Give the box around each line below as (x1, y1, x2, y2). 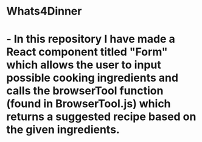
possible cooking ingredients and (6, 71, 178, 85)
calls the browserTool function (6, 84, 164, 98)
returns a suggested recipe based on (6, 110, 197, 124)
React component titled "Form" (6, 45, 169, 59)
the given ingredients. (6, 123, 120, 137)
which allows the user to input (6, 58, 161, 72)
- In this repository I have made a (6, 32, 175, 46)
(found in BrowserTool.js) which (6, 97, 172, 111)
